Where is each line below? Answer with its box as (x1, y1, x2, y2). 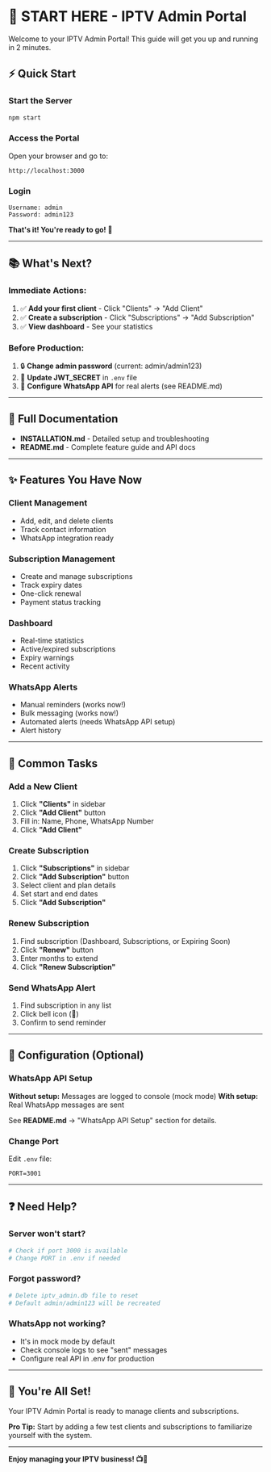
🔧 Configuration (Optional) (8, 1049, 144, 1063)
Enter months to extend (19, 953, 98, 963)
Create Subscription (8, 845, 90, 857)
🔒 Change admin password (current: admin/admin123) (19, 361, 202, 371)
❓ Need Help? (8, 1200, 77, 1214)
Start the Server (8, 95, 73, 107)
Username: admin (8, 203, 63, 212)
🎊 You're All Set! (8, 1385, 91, 1399)
